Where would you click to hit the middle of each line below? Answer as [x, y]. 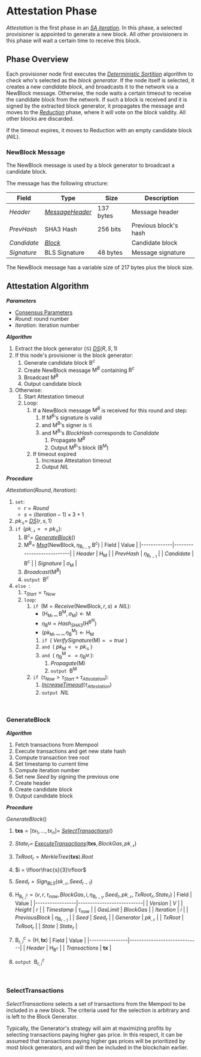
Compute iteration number [47, 770]
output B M [64, 670]
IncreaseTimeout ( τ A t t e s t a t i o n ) [77, 685]
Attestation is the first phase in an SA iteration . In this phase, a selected [94, 28]
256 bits [109, 230]
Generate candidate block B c [60, 362]
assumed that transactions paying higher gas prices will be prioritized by [96, 1041]
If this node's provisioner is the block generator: [74, 355]
